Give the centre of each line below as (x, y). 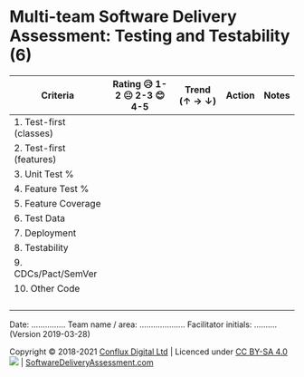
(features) (35, 159)
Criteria (58, 95)
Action (240, 95)
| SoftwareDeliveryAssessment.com (87, 362)
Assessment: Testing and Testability (150, 36)
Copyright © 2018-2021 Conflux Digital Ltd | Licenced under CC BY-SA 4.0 (148, 352)
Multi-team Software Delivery (123, 17)
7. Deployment (45, 233)
